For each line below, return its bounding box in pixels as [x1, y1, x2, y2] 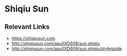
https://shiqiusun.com [11, 35, 56, 41]
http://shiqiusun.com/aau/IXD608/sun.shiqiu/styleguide [11, 46, 122, 51]
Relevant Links [4, 23, 50, 31]
